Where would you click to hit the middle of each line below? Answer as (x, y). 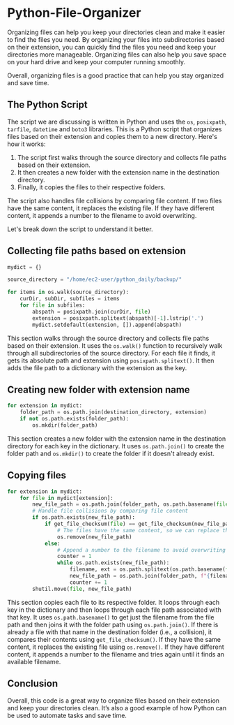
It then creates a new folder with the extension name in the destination (118, 172)
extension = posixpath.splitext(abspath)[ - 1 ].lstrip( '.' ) (118, 318)
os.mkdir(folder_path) (65, 425)
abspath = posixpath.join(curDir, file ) (92, 312)
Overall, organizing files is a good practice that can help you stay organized (116, 75)
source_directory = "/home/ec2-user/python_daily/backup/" (95, 280)
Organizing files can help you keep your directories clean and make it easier (116, 32)
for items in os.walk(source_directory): (68, 292)
